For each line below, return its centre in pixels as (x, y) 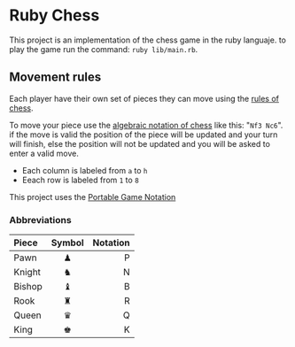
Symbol (67, 243)
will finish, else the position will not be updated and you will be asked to (140, 143)
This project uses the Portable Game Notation (93, 197)
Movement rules (55, 77)
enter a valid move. (44, 153)
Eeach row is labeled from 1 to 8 (80, 180)
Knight (27, 273)
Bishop (28, 287)
